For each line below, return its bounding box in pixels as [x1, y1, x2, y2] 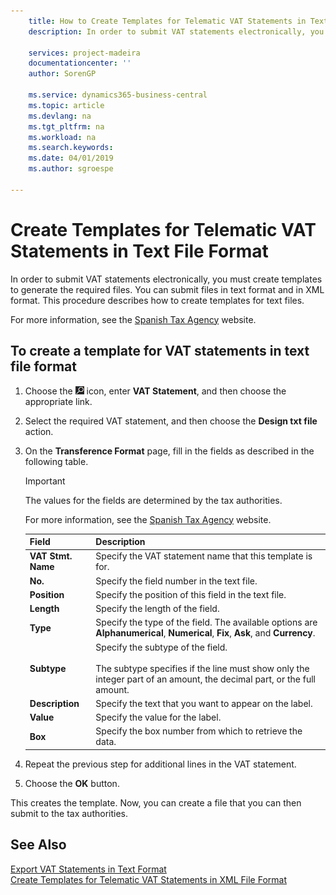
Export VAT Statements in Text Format [10, 863, 167, 875]
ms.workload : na [28, 132, 97, 142]
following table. [24, 455, 89, 467]
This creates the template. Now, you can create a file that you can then [10, 796, 302, 809]
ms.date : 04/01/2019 [28, 153, 114, 164]
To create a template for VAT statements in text [10, 343, 310, 360]
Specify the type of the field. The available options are [95, 616, 318, 629]
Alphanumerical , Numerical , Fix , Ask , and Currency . [95, 627, 316, 639]
